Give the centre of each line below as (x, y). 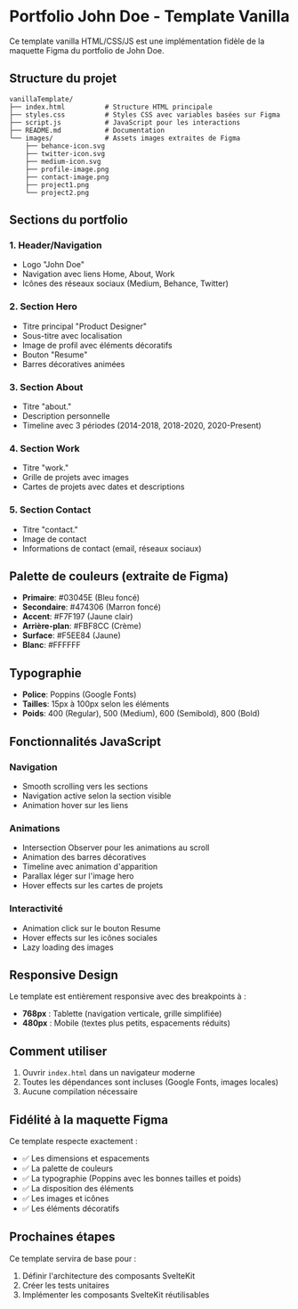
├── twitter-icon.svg (65, 153)
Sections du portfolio (69, 220)
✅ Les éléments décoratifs (71, 1208)
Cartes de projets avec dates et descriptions (103, 487)
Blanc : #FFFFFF (52, 645)
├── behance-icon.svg (65, 146)
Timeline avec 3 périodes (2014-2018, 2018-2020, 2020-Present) (142, 426)
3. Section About (46, 387)
